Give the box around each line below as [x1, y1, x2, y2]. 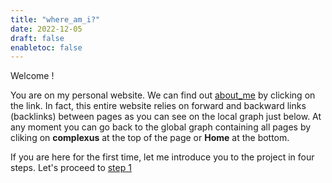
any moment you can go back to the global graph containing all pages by [10, 121, 312, 133]
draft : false [10, 33, 65, 43]
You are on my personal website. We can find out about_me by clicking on [10, 89, 316, 101]
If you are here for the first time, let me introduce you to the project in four [10, 151, 315, 163]
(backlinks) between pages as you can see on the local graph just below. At [10, 111, 322, 123]
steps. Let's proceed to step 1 [10, 162, 132, 174]
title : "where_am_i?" [10, 14, 101, 25]
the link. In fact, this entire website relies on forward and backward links [10, 100, 307, 112]
